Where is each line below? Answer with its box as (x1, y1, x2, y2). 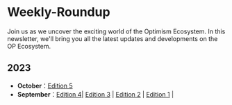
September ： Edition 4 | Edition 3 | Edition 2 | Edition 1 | (17, 90, 174, 98)
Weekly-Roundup (7, 4, 110, 20)
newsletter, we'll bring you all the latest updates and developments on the (7, 34, 218, 42)
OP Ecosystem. (7, 42, 51, 50)
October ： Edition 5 (17, 81, 73, 90)
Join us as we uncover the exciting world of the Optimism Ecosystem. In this (7, 27, 226, 35)
